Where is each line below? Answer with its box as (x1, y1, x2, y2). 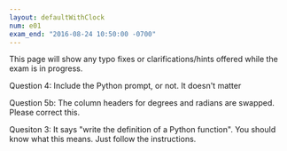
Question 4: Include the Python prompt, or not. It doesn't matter (9, 81, 242, 91)
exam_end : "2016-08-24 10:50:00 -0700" (9, 29, 157, 38)
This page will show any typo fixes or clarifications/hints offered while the (9, 54, 279, 65)
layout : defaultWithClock (9, 12, 105, 22)
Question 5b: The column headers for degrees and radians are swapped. (9, 98, 275, 108)
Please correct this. (9, 107, 81, 118)
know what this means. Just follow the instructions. (9, 134, 197, 145)
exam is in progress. (9, 63, 83, 74)
